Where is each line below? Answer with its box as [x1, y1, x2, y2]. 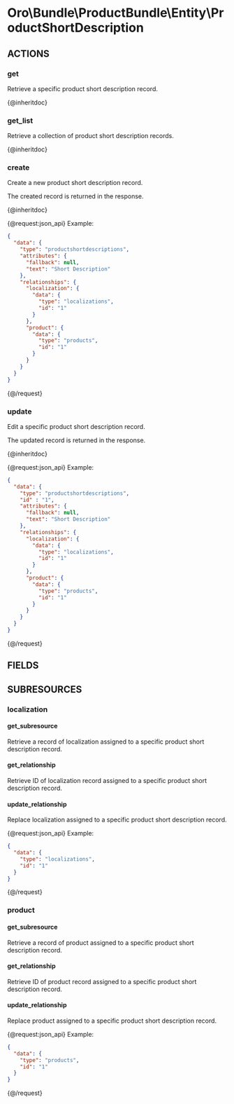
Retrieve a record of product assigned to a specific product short [7, 938, 194, 947]
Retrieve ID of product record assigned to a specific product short [7, 977, 197, 986]
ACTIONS [7, 48, 50, 60]
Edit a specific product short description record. [7, 422, 145, 430]
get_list [7, 116, 34, 125]
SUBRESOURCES [7, 683, 82, 695]
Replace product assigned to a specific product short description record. [7, 1016, 217, 1025]
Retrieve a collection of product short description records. [7, 132, 175, 140]
